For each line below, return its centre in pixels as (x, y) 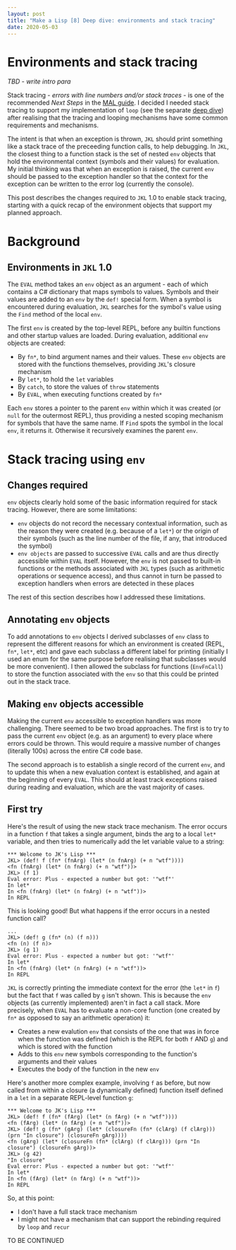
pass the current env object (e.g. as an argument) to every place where (110, 735)
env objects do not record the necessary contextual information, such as (122, 523)
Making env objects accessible (76, 704)
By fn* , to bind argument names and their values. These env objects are (122, 357)
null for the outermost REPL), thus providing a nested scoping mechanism (115, 416)
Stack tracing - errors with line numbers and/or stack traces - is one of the (116, 95)
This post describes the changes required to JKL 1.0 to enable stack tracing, (117, 198)
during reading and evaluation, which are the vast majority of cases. (106, 787)
